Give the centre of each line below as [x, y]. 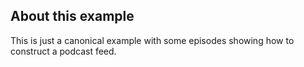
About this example [72, 16]
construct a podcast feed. [63, 51]
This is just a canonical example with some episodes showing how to [152, 40]
